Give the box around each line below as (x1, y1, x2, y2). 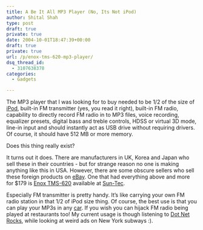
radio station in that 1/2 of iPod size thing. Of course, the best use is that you (6, 198, 197, 205)
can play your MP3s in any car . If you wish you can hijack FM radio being (6, 204, 189, 212)
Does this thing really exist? (6, 142, 75, 149)
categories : (6, 71, 36, 77)
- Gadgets (12, 76, 36, 82)
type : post (6, 20, 34, 26)
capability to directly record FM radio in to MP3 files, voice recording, (6, 111, 180, 119)
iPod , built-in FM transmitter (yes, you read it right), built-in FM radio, (6, 105, 179, 112)
